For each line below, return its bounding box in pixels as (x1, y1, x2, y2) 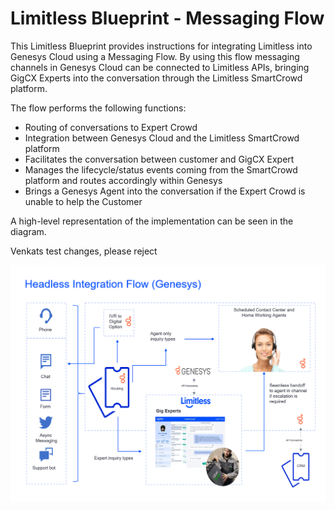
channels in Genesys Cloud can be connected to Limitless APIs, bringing (10, 61, 310, 73)
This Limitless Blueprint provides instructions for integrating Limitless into (10, 40, 313, 52)
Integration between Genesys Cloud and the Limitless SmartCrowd (24, 132, 300, 144)
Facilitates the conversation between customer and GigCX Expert (24, 153, 295, 165)
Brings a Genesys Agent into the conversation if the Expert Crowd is (24, 185, 306, 197)
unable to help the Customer (24, 195, 143, 207)
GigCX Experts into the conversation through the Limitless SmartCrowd (10, 72, 303, 84)
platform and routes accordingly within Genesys (24, 174, 223, 186)
